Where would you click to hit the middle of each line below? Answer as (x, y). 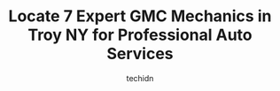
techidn (140, 78)
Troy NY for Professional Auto (140, 35)
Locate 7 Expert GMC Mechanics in (140, 16)
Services (140, 54)
